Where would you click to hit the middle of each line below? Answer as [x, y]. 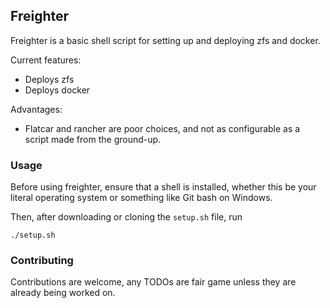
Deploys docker [57, 90]
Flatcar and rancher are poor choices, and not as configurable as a [162, 128]
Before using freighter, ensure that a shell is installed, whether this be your [163, 187]
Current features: [46, 60]
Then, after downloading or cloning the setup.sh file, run [126, 217]
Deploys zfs [49, 79]
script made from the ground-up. [93, 139]
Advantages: [36, 109]
